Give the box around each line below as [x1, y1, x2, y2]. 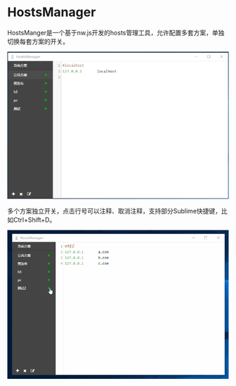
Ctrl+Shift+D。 [13, 216, 56, 224]
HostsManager [7, 4, 96, 20]
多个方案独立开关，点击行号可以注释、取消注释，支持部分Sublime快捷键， [7, 207, 222, 216]
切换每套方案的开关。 [7, 37, 69, 46]
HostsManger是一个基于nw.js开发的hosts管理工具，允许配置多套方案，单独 [7, 28, 225, 37]
